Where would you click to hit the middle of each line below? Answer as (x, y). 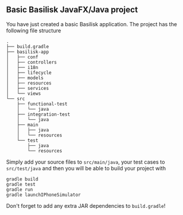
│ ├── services (28, 88)
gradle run (20, 189)
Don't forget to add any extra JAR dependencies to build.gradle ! (86, 205)
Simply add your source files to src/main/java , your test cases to (86, 162)
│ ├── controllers (32, 62)
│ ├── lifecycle (29, 73)
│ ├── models (25, 78)
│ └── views (24, 94)
